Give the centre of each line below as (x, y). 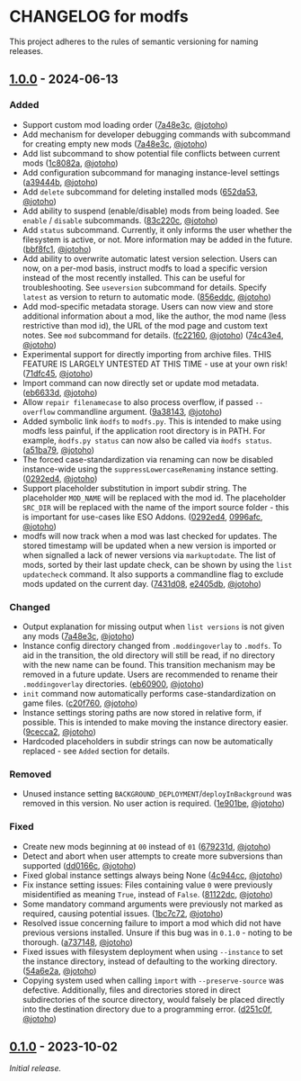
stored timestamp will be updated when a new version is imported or (149, 545)
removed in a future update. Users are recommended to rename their (150, 674)
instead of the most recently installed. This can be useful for (133, 277)
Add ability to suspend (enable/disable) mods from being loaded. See (151, 211)
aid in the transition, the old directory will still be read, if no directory (149, 655)
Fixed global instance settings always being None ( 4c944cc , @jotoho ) (152, 875)
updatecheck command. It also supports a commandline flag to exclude (153, 574)
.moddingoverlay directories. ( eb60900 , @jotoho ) (113, 684)
